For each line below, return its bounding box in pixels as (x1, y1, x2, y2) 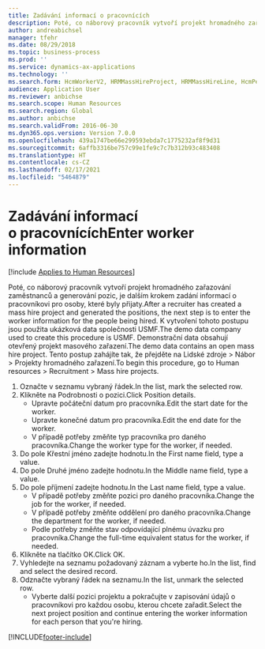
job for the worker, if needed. (31, 499, 126, 508)
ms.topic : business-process (8, 48, 101, 56)
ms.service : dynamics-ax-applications (8, 63, 136, 71)
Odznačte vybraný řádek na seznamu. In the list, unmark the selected (19, 575, 244, 584)
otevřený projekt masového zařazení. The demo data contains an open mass (8, 341, 255, 350)
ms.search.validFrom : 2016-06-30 (8, 122, 118, 130)
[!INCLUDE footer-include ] (8, 632, 92, 641)
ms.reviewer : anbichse (8, 92, 83, 100)
